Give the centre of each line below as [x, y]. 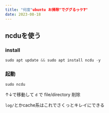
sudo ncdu [15, 85]
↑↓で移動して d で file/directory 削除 [43, 95]
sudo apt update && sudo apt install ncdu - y [53, 60]
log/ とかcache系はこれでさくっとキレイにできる [55, 105]
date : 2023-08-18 [23, 14]
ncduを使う [23, 35]
